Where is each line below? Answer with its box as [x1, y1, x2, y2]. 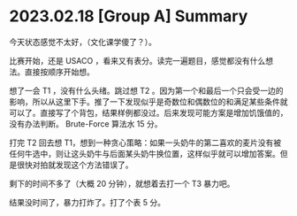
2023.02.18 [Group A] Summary [9, 6, 248, 27]
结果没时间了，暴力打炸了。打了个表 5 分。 [9, 197, 166, 207]
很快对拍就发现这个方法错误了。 [16, 159, 133, 170]
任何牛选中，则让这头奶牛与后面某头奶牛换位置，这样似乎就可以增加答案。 [9, 148, 280, 158]
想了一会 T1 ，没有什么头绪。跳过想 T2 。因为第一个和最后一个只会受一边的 [9, 85, 285, 96]
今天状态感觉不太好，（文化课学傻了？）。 [9, 36, 156, 47]
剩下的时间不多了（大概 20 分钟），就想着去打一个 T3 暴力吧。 [9, 178, 235, 189]
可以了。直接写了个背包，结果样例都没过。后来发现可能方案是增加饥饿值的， [9, 107, 288, 118]
